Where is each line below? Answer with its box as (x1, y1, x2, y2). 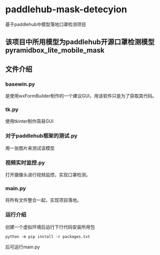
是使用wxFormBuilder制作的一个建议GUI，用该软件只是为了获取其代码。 (5, 93, 157, 99)
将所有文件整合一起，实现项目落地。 (5, 197, 82, 203)
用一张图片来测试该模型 (5, 145, 55, 151)
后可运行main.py (5, 244, 40, 250)
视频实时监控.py (5, 159, 45, 166)
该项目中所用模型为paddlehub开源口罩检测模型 (5, 37, 155, 47)
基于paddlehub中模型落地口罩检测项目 (5, 21, 86, 27)
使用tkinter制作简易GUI (5, 118, 54, 124)
